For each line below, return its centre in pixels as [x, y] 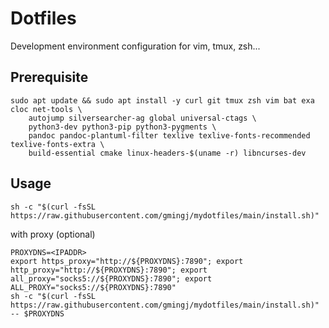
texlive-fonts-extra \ [57, 144]
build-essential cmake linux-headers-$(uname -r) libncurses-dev [167, 153]
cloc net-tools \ [46, 109]
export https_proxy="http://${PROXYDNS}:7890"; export [127, 261]
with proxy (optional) [53, 234]
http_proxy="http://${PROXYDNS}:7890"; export [109, 270]
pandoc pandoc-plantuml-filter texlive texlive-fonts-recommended [169, 135]
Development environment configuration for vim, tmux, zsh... [135, 46]
